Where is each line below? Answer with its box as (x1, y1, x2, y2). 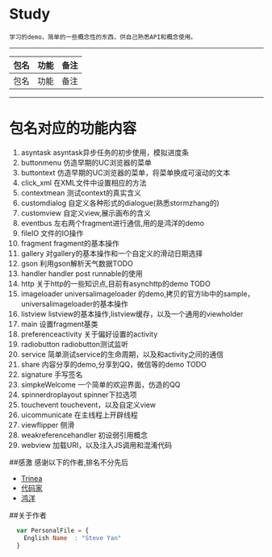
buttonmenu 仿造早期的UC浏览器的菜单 (20, 157, 152, 167)
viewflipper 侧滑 (20, 420, 75, 429)
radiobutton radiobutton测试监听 (20, 339, 128, 349)
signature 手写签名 (20, 369, 83, 379)
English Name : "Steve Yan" (23, 534, 122, 542)
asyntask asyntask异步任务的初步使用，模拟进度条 (20, 147, 189, 157)
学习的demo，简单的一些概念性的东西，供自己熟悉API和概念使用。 (9, 33, 197, 41)
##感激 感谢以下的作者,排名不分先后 (9, 457, 128, 467)
